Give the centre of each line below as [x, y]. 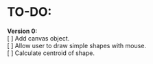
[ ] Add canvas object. [38, 38]
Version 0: [22, 31]
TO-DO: [30, 12]
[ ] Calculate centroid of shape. [51, 53]
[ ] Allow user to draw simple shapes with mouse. [76, 45]
